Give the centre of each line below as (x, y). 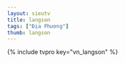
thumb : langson (29, 33)
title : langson (29, 20)
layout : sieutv (29, 13)
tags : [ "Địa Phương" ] (38, 26)
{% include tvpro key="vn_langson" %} (63, 52)
